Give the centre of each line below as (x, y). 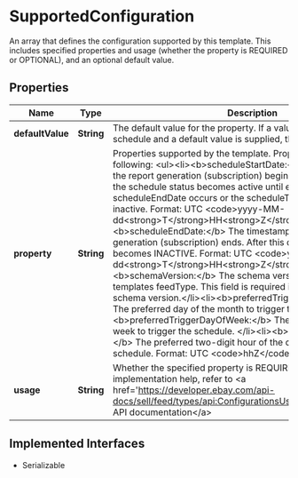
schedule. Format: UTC (161, 353)
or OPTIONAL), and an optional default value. (92, 60)
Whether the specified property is (183, 368)
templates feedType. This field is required (199, 286)
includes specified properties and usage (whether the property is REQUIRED (149, 50)
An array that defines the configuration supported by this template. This (140, 41)
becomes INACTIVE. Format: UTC (182, 253)
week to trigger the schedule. (173, 331)
